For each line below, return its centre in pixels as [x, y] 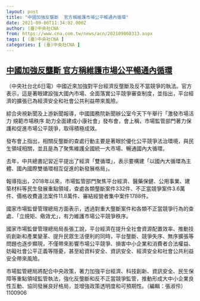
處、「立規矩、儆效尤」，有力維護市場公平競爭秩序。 [69, 216]
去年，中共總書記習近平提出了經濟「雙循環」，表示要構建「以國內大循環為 [96, 161]
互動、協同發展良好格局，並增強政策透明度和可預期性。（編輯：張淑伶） [99, 286]
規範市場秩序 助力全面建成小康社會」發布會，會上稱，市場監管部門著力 [99, 121]
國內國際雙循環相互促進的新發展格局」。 [65, 168]
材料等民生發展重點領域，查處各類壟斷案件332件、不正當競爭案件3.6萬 [98, 189]
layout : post [22, 12]
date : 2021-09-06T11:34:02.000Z [46, 23]
